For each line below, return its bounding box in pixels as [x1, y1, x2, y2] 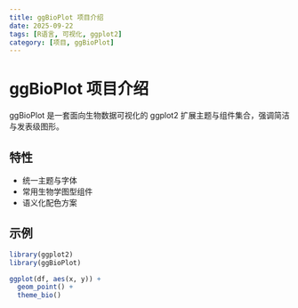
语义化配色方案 [21, 198, 77, 207]
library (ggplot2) [9, 250, 74, 259]
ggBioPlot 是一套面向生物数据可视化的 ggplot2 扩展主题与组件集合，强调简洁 [9, 110, 290, 121]
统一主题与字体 [21, 175, 77, 185]
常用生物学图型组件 [21, 186, 93, 197]
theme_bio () [17, 291, 62, 300]
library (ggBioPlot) [9, 258, 82, 267]
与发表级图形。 [9, 121, 64, 132]
